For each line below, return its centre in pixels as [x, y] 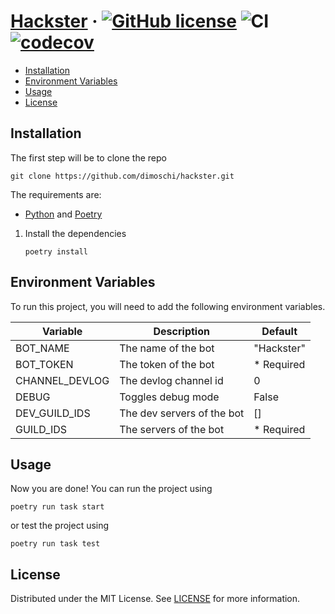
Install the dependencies [75, 233]
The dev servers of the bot [182, 413]
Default [279, 331]
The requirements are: [56, 194]
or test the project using [60, 526]
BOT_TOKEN [44, 364]
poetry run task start [57, 507]
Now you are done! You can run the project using [111, 489]
